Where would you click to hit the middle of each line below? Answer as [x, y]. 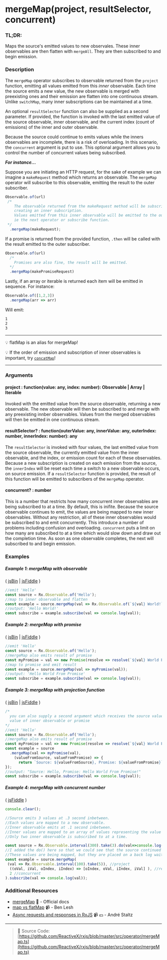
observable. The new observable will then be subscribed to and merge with [83, 409]
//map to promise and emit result [41, 665]
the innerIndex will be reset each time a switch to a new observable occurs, [83, 468]
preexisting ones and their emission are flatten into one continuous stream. [82, 96]
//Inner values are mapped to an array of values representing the [77, 832]
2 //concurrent [25, 873]
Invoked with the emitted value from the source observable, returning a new [83, 404]
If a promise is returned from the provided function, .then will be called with [83, 239]
